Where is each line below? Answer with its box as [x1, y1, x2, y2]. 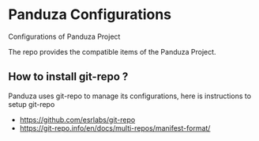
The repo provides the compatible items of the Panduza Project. [8, 47, 216, 56]
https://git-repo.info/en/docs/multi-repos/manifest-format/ [19, 123, 211, 132]
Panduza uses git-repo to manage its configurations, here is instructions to [8, 91, 251, 101]
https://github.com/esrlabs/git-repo [19, 115, 136, 124]
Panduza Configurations [8, 6, 172, 24]
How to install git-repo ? [8, 70, 129, 84]
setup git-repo [8, 99, 55, 109]
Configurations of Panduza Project [8, 32, 121, 41]
